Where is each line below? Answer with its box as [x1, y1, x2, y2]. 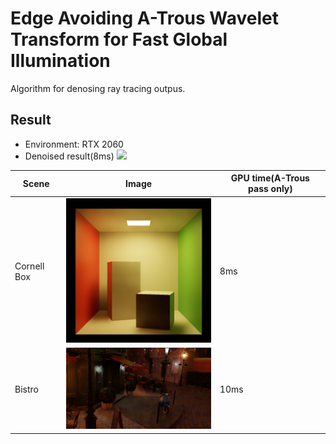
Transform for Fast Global [10, 28, 228, 51]
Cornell [14, 260, 45, 272]
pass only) [248, 183, 293, 195]
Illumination [10, 50, 111, 72]
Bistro [14, 383, 39, 396]
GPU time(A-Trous [230, 172, 310, 184]
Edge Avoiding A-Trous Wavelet [10, 7, 280, 30]
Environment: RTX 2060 [24, 138, 124, 150]
